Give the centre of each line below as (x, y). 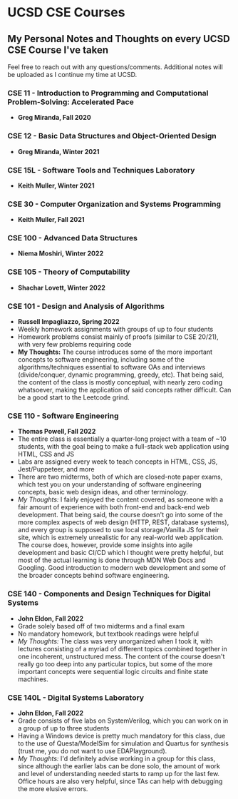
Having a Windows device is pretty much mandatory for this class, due (121, 736)
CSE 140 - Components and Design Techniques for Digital (109, 594)
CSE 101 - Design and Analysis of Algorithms (86, 306)
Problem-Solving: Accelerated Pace (71, 102)
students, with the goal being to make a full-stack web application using (123, 447)
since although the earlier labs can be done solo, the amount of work (119, 766)
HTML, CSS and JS (46, 454)
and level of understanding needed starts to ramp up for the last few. (118, 773)
